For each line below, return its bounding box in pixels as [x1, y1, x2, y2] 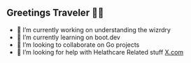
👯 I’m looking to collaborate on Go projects [16, 40, 140, 49]
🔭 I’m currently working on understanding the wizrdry [16, 25, 171, 34]
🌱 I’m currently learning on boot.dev [16, 33, 120, 41]
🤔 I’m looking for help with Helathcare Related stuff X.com [16, 48, 184, 56]
